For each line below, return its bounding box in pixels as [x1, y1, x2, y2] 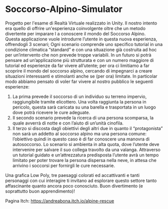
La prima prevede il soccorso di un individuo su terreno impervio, [12, 93, 147, 99]
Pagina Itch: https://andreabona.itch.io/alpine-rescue [5, 197, 114, 203]
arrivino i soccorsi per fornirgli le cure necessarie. [12, 162, 115, 168]
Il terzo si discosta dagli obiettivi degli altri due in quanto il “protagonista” [12, 125, 163, 131]
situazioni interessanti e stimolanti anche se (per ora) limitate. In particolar [5, 73, 157, 79]
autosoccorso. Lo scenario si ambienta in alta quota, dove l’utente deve [12, 141, 159, 147]
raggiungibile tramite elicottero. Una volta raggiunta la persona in [12, 98, 146, 104]
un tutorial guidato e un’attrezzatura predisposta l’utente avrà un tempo [12, 151, 159, 158]
